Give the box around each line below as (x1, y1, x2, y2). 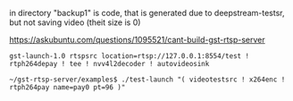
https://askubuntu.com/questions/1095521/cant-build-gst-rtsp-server (9, 35, 265, 45)
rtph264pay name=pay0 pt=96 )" (9, 83, 126, 92)
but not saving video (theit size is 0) (9, 17, 141, 28)
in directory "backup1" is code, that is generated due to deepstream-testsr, (9, 8, 285, 18)
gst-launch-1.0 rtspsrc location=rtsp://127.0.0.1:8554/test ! (9, 52, 250, 61)
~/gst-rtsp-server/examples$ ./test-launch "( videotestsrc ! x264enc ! (9, 75, 286, 84)
